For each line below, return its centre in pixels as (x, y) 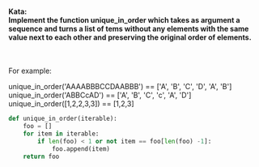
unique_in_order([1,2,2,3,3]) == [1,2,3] (72, 104)
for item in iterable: (61, 134)
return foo (41, 156)
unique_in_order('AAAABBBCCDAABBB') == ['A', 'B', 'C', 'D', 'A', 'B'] (120, 87)
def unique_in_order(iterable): (63, 119)
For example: (30, 71)
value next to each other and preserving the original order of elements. (130, 37)
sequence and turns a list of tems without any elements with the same (129, 28)
